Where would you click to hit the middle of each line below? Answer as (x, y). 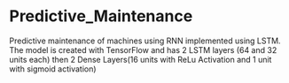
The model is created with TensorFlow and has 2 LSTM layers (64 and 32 (143, 49)
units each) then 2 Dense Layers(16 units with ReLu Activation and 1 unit (141, 59)
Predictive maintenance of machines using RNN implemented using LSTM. (145, 41)
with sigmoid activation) (53, 69)
